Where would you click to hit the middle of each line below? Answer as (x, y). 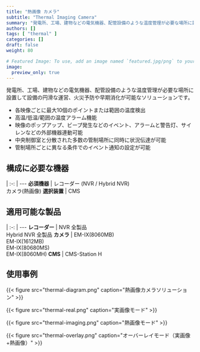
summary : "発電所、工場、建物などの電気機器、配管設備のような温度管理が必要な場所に (99, 23)
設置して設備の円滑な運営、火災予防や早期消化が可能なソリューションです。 (100, 98)
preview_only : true (36, 72)
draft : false (22, 45)
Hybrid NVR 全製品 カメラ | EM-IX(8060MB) (60, 234)
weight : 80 (20, 51)
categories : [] (25, 39)
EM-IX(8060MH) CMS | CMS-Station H (54, 254)
